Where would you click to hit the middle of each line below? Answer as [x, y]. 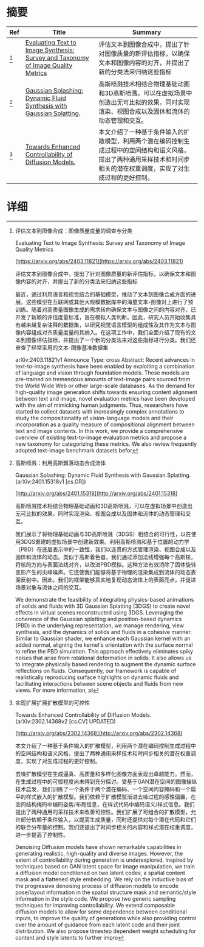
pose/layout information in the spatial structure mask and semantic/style [105, 892]
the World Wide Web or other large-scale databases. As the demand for [105, 385]
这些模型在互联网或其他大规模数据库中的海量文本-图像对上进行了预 [110, 301]
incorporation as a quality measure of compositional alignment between [105, 424]
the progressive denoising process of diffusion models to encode [97, 885]
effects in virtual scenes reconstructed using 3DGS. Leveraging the [99, 612]
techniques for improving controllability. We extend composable [95, 905]
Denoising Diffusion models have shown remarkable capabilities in [98, 847]
